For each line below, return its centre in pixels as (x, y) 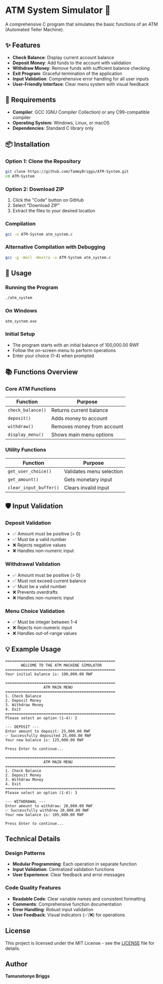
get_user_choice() (30, 471)
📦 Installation (28, 144)
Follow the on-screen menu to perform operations (64, 350)
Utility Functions (26, 450)
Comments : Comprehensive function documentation (67, 904)
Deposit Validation (28, 523)
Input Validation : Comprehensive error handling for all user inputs (80, 79)
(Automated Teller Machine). (35, 29)
